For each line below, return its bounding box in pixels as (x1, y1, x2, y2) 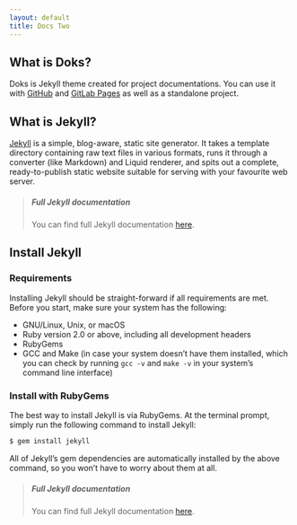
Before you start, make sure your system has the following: (9, 302, 227, 312)
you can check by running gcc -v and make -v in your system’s (22, 357, 254, 368)
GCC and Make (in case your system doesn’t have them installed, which (22, 347, 289, 359)
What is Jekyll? (9, 114, 97, 129)
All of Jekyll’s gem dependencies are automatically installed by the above (9, 452, 281, 463)
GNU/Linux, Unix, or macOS (22, 319, 126, 330)
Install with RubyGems (9, 389, 109, 402)
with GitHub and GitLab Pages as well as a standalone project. (9, 88, 240, 99)
